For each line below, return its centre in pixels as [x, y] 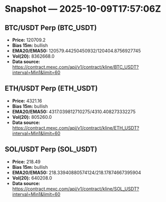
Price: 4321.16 [27, 100]
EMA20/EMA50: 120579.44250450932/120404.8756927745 [76, 51]
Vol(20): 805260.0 [32, 117]
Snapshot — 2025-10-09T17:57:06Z [83, 9]
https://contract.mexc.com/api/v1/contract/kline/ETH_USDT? [76, 128]
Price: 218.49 [26, 162]
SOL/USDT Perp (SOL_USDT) [51, 149]
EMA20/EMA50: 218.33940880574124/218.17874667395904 [76, 172]
